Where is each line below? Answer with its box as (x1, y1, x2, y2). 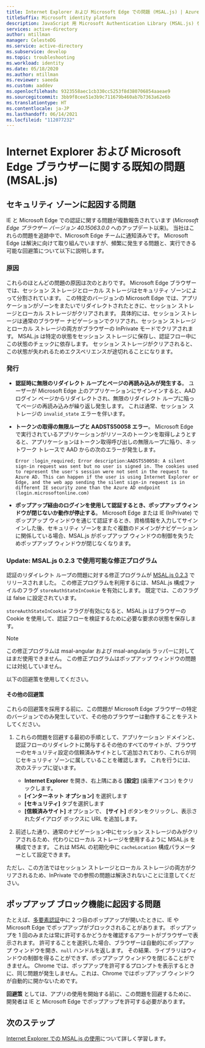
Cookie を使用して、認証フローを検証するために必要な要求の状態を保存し (6, 615, 191, 623)
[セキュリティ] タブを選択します (24, 800, 105, 808)
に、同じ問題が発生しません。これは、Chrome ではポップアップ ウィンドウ (6, 970, 195, 977)
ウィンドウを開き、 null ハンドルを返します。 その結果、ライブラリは (13, 947, 187, 954)
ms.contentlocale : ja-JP (6, 105, 70, 112)
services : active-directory (6, 26, 78, 32)
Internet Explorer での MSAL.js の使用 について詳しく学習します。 (6, 1035, 169, 1042)
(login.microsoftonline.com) (15, 490, 90, 496)
